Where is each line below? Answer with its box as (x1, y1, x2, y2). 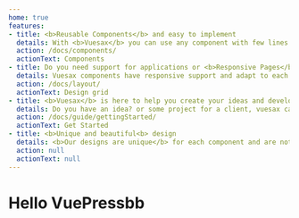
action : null (16, 146, 65, 155)
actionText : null (16, 154, 81, 163)
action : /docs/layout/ (16, 80, 101, 88)
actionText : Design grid (16, 88, 109, 96)
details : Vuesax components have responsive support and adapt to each (16, 71, 289, 80)
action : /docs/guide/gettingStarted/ (16, 113, 157, 122)
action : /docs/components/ (16, 46, 117, 55)
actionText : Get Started (16, 122, 109, 130)
